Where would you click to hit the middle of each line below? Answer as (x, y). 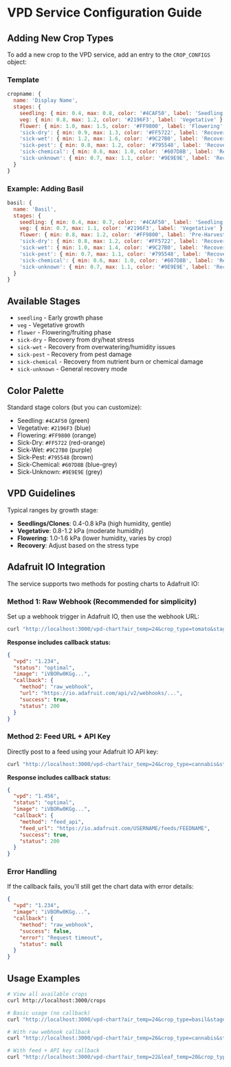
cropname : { (24, 94)
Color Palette (35, 391)
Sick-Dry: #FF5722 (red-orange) (61, 442)
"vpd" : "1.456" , (36, 796)
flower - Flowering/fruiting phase (64, 333)
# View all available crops (47, 994)
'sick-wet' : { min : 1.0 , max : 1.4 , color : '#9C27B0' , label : (109, 248)
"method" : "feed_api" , (52, 822)
